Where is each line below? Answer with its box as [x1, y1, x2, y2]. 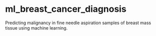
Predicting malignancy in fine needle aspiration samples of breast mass [5, 20, 152, 26]
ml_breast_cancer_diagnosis [5, 3, 127, 15]
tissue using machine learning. [5, 25, 68, 31]
